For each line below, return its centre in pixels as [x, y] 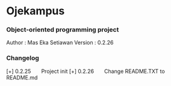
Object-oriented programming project [63, 30]
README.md [22, 77]
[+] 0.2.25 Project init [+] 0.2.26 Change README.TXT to [86, 71]
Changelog [23, 58]
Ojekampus [36, 11]
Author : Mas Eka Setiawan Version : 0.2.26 [60, 42]
